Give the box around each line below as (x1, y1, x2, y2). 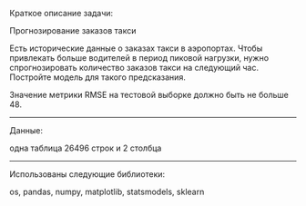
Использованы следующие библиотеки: (9, 169, 166, 180)
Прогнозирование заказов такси (9, 25, 137, 35)
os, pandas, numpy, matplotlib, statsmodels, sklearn (9, 186, 205, 197)
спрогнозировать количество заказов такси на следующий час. (9, 63, 260, 73)
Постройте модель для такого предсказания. (9, 72, 187, 83)
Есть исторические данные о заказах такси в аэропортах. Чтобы (9, 43, 263, 54)
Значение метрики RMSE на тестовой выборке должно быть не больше (9, 90, 289, 100)
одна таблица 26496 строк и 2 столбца (9, 142, 162, 153)
